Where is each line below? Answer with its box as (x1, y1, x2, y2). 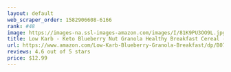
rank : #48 (7, 23, 36, 29)
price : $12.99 (7, 55, 48, 62)
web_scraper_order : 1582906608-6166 (7, 16, 112, 23)
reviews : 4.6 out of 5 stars (7, 49, 91, 56)
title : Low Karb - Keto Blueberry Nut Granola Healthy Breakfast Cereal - (7, 36, 226, 43)
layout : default (7, 10, 54, 17)
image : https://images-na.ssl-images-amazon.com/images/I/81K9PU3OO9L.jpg (7, 29, 226, 36)
